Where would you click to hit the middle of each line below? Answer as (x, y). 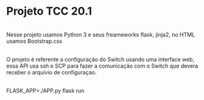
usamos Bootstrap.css (34, 41)
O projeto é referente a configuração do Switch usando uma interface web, (100, 59)
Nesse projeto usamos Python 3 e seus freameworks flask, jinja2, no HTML (101, 34)
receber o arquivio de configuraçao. (51, 72)
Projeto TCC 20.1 (49, 11)
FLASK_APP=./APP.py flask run (45, 90)
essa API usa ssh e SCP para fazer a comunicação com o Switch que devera (102, 66)
